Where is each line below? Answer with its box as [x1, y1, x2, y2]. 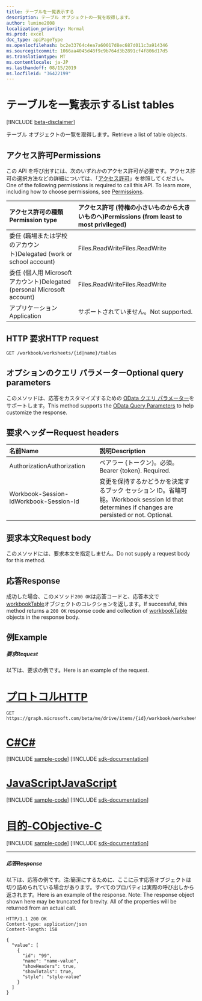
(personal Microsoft [9, 285, 65, 294]
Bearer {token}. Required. [99, 466, 171, 475]
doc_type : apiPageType [6, 37, 63, 43]
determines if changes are [99, 503, 174, 512]
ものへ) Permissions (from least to [84, 212, 182, 220]
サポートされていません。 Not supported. [78, 308, 193, 316]
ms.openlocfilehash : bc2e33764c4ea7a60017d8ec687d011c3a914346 [6, 43, 168, 49]
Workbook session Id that [111, 495, 183, 504]
